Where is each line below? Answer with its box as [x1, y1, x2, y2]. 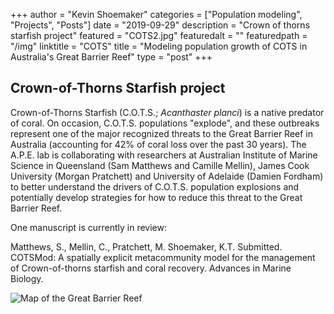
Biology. [10, 272, 44, 284]
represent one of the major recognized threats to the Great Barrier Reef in [10, 127, 314, 139]
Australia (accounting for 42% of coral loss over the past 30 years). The [10, 138, 307, 150]
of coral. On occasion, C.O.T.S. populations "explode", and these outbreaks [10, 117, 320, 129]
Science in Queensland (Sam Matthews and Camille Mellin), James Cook [10, 159, 310, 171]
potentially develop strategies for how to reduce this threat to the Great [10, 191, 303, 203]
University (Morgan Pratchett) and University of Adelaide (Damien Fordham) [10, 170, 324, 182]
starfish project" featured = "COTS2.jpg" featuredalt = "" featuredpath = [10, 30, 308, 41]
